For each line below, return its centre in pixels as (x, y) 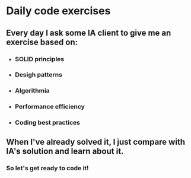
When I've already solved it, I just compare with (96, 142)
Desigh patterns (38, 75)
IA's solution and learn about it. (65, 151)
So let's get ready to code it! (47, 168)
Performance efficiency (50, 107)
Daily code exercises (58, 11)
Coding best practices (47, 123)
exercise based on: (42, 42)
